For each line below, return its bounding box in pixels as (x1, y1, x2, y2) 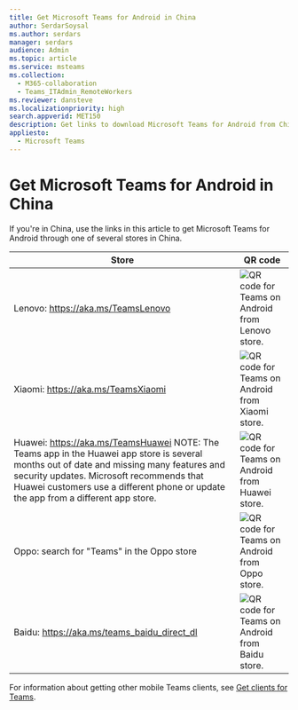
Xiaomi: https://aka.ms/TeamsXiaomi (13, 383, 167, 395)
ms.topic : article (9, 54, 77, 63)
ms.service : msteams (9, 63, 86, 72)
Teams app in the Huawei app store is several (13, 447, 203, 460)
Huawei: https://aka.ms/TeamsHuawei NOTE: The (13, 436, 220, 448)
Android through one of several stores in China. (9, 233, 183, 243)
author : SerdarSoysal (9, 21, 90, 30)
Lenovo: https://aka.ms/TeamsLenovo (13, 302, 171, 314)
